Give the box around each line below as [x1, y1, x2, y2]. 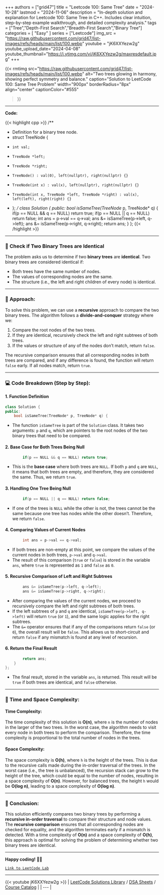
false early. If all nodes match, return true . [5, 362, 91, 368]
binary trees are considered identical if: [5, 259, 84, 265]
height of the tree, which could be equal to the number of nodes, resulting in [5, 772, 159, 778]
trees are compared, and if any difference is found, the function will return [5, 357, 154, 363]
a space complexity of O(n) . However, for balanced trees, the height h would [5, 778, 159, 784]
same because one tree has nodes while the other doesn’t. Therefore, [12, 510, 153, 516]
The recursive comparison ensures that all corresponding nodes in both [5, 352, 149, 358]
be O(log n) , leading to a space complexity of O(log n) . [5, 783, 116, 789]
